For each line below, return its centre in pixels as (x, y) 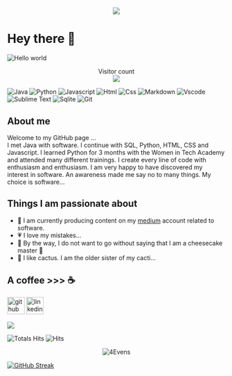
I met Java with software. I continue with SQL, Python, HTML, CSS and (108, 145)
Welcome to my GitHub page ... (52, 137)
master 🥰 (30, 250)
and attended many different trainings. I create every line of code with (107, 160)
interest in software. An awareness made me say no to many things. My (109, 174)
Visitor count (116, 71)
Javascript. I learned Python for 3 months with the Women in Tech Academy (116, 152)
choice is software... (36, 182)
